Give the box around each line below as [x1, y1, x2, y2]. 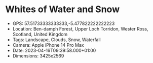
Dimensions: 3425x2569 [12, 52, 64, 59]
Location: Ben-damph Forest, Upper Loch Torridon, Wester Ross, [12, 25, 148, 31]
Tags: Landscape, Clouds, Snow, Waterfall [12, 37, 101, 43]
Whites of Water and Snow [5, 4, 120, 15]
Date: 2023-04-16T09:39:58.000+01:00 [12, 47, 96, 53]
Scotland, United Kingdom [12, 31, 68, 37]
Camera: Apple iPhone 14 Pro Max [12, 42, 85, 48]
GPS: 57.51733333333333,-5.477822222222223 [12, 20, 115, 26]
